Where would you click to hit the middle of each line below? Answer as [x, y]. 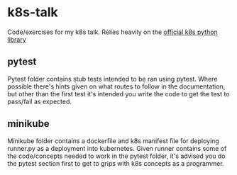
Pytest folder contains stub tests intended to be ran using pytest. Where [112, 79]
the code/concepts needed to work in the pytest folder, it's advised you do [116, 156]
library [17, 39]
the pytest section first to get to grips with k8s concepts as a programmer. [116, 163]
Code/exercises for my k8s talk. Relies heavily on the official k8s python [112, 32]
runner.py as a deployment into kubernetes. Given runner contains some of [117, 148]
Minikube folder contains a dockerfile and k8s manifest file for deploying [114, 141]
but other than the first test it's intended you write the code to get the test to [118, 94]
